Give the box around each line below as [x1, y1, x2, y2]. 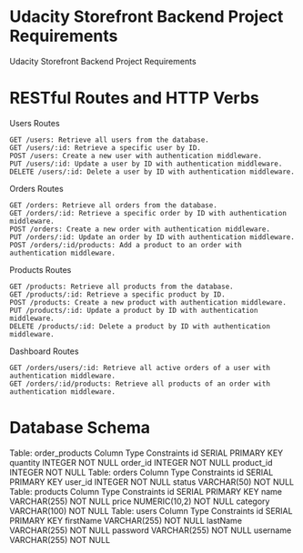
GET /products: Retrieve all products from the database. [9, 282, 234, 291]
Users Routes [9, 117, 61, 128]
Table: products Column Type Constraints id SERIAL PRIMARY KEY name [9, 486, 283, 497]
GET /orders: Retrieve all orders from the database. [9, 200, 218, 210]
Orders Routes [9, 183, 64, 194]
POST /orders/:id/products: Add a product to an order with [9, 240, 243, 249]
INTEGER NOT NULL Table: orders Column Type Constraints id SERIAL [9, 467, 274, 478]
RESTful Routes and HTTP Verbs [9, 88, 259, 108]
